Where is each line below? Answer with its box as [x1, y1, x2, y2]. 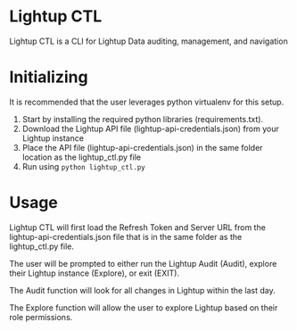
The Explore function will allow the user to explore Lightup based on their [9, 302, 278, 313]
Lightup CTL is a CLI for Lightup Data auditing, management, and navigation [9, 36, 288, 46]
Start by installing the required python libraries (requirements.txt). [21, 113, 264, 124]
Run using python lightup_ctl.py [21, 161, 145, 171]
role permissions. [9, 311, 73, 322]
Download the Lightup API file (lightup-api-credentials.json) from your [21, 123, 279, 134]
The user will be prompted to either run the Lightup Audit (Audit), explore [9, 258, 277, 269]
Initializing [9, 67, 88, 87]
